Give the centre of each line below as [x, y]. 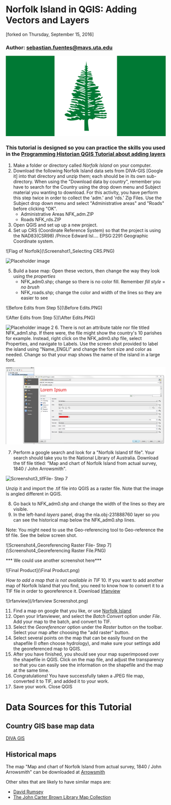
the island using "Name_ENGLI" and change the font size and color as [79, 349]
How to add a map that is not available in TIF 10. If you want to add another [85, 580]
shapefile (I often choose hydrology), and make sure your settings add [87, 643]
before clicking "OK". [35, 209]
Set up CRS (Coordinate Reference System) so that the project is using [87, 230]
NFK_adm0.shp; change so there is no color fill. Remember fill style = [93, 281]
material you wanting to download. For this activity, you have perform [85, 192]
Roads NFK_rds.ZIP [41, 219]
